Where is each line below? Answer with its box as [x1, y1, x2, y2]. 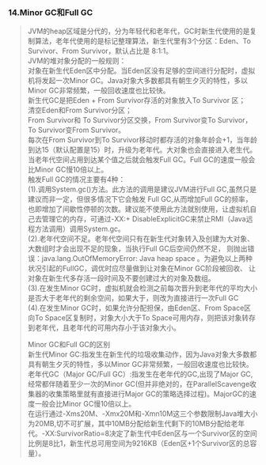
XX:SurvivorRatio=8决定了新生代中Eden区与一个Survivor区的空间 [44, 429, 257, 438]
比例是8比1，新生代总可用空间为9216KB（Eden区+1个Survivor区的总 [27, 439, 250, 448]
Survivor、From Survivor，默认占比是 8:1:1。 [27, 46, 173, 56]
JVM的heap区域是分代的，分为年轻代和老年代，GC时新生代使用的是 [27, 26, 250, 36]
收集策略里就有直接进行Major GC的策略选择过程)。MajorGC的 [48, 389, 250, 399]
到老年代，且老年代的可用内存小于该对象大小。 [27, 323, 180, 333]
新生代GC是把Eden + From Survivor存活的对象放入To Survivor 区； [27, 96, 246, 105]
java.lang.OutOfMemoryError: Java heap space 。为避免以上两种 [41, 254, 253, 263]
